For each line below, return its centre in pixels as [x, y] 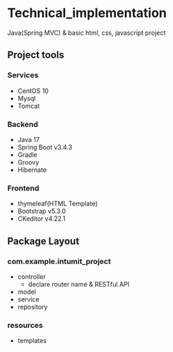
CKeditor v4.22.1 [41, 219]
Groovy [28, 162]
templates [32, 341]
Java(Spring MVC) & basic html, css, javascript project [86, 33]
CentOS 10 [33, 91]
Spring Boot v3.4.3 [45, 147]
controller [31, 276]
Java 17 [29, 139]
